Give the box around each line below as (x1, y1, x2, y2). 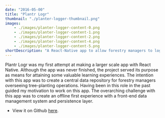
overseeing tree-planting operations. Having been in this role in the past (5, 82, 151, 88)
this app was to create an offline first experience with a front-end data (5, 93, 147, 98)
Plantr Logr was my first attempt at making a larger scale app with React (5, 62, 151, 68)
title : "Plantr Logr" (5, 12, 50, 17)
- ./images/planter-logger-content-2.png (14, 35, 100, 40)
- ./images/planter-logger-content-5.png (14, 44, 100, 48)
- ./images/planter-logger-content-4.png (14, 39, 100, 44)
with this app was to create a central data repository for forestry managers (5, 77, 156, 83)
